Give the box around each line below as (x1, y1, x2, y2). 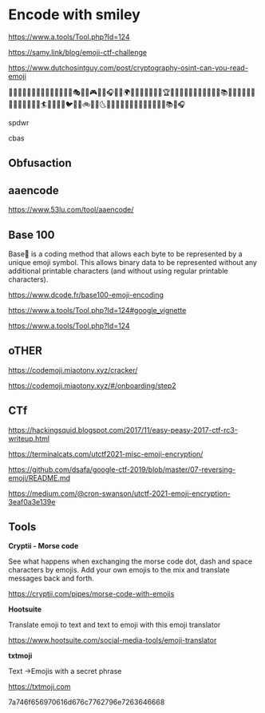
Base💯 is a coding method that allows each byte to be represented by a (8, 249, 243, 259)
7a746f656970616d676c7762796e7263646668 (8, 697, 165, 707)
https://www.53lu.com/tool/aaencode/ (8, 205, 134, 215)
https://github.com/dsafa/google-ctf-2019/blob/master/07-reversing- (8, 465, 236, 474)
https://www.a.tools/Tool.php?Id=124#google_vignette (8, 305, 187, 315)
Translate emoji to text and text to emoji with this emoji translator (8, 620, 221, 630)
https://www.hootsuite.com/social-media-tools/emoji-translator (8, 636, 217, 645)
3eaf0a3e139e (8, 497, 56, 506)
